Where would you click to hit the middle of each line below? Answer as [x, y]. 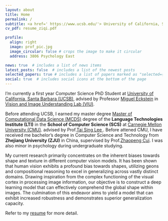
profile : [14, 38]
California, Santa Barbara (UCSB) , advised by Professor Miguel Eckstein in [82, 99]
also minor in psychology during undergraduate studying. [64, 146]
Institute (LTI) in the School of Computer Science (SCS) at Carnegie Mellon [83, 124]
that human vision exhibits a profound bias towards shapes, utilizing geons [82, 166]
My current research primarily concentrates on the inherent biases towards [82, 155]
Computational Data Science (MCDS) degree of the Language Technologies [84, 119]
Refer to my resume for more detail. [42, 213]
